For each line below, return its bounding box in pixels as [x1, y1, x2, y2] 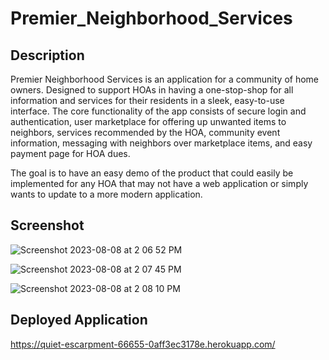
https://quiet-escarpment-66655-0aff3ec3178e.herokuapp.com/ [10, 338, 276, 350]
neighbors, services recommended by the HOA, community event [10, 127, 281, 138]
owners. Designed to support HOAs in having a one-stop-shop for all [10, 84, 294, 96]
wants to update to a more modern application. [10, 188, 203, 200]
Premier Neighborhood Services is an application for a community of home [10, 73, 319, 85]
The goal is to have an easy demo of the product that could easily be [10, 167, 294, 179]
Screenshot [10, 217, 85, 234]
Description [10, 47, 85, 64]
